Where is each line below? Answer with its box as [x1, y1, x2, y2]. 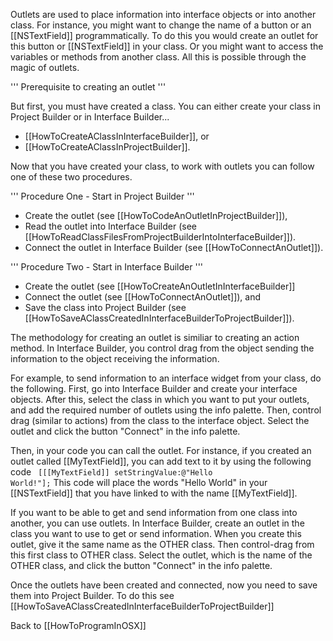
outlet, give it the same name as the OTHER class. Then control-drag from [10, 539, 315, 550]
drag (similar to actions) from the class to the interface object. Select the [10, 415, 310, 426]
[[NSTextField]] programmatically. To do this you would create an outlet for [10, 30, 319, 41]
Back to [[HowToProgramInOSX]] [10, 620, 147, 631]
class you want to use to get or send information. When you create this [10, 528, 302, 539]
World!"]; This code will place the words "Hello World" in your [10, 477, 268, 488]
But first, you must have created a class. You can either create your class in [10, 100, 322, 112]
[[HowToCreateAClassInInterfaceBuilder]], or [24, 130, 210, 142]
